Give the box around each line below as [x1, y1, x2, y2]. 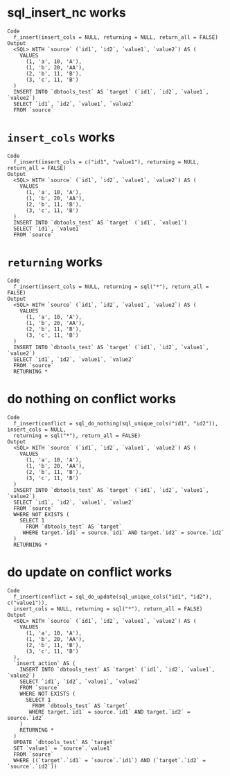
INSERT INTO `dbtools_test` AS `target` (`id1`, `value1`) [13, 219, 188, 226]
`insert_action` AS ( [13, 660, 76, 667]
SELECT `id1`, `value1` [13, 225, 82, 232]
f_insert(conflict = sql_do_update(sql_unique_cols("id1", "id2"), [13, 593, 213, 600]
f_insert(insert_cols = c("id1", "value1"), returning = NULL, [13, 158, 200, 166]
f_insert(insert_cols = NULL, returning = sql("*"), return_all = [13, 283, 209, 290]
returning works [7, 254, 103, 270]
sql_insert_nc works [7, 5, 126, 21]
